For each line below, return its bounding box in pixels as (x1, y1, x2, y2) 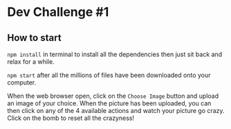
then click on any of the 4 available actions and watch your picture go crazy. (7, 107, 225, 114)
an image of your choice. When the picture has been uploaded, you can (7, 99, 212, 108)
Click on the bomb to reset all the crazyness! (7, 114, 135, 122)
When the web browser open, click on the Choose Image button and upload (7, 92, 219, 100)
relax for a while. (7, 58, 55, 66)
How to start (7, 32, 62, 44)
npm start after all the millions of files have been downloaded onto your (7, 71, 211, 79)
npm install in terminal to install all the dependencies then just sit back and (7, 50, 223, 58)
